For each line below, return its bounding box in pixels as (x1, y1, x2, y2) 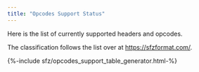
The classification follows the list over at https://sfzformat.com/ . (7, 43, 193, 51)
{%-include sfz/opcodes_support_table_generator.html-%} (7, 57, 178, 65)
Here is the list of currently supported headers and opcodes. (7, 29, 183, 38)
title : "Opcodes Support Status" (7, 10, 105, 17)
